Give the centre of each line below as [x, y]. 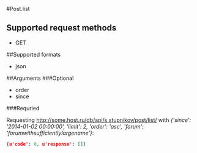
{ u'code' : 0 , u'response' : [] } [46, 144]
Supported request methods [61, 28]
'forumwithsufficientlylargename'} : [50, 133]
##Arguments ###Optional [40, 78]
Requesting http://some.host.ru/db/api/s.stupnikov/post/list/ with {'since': [99, 120]
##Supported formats [34, 54]
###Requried [23, 108]
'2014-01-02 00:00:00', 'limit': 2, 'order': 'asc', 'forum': [75, 126]
